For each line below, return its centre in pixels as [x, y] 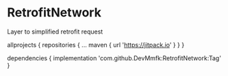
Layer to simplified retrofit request [55, 31]
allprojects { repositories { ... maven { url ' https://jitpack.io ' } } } [96, 45]
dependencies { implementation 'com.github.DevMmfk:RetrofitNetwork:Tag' [114, 58]
